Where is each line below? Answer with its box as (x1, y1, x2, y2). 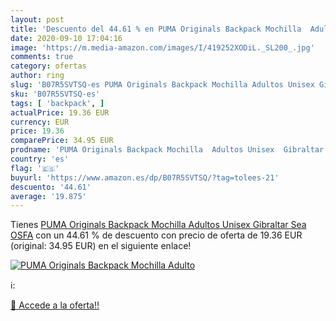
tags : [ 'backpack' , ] (10, 98, 105, 108)
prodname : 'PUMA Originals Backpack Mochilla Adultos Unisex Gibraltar (10, 145, 325, 155)
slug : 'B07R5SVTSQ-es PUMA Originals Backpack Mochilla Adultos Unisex (10, 80, 315, 90)
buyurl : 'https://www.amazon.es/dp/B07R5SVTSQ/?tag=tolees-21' (10, 172, 280, 183)
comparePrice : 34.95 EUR (10, 136, 114, 146)
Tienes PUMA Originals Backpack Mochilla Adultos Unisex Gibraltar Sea (10, 219, 307, 231)
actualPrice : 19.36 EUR (10, 107, 110, 118)
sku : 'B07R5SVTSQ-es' (10, 89, 101, 99)
